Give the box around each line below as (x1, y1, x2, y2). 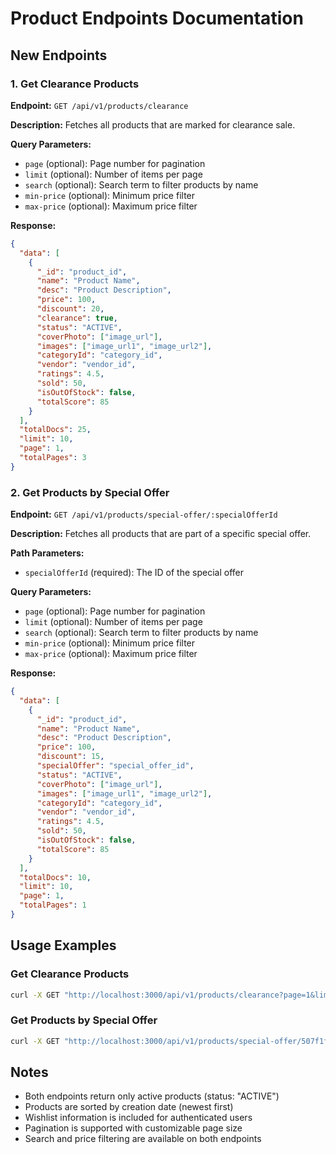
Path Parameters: (10, 547, 85, 559)
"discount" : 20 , (36, 304, 105, 314)
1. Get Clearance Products (10, 77, 140, 91)
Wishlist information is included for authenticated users (24, 1112, 253, 1124)
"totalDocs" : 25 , (19, 425, 92, 435)
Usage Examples (10, 937, 117, 954)
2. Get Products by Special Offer (10, 485, 170, 499)
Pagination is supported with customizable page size (24, 1122, 243, 1134)
